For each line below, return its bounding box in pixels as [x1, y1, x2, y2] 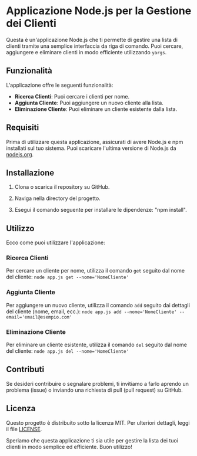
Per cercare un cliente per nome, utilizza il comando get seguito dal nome [6, 267, 185, 274]
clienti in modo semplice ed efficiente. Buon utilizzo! [6, 443, 132, 450]
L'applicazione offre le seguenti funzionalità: [6, 81, 113, 88]
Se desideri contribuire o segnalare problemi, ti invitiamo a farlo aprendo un [6, 380, 189, 387]
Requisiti [6, 123, 39, 133]
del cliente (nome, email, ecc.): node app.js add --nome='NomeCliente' [6, 308, 178, 315]
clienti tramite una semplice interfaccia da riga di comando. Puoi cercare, [6, 42, 183, 50]
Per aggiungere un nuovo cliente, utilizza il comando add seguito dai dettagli [6, 301, 190, 309]
